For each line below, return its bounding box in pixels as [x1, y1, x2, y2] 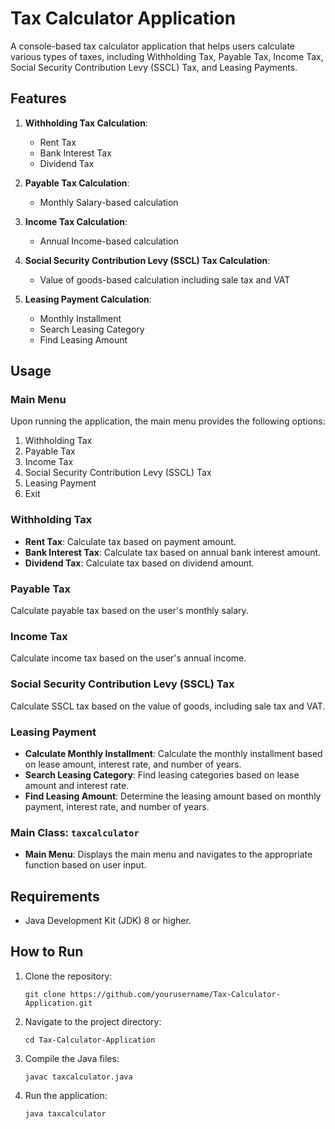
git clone [24, 989, 67, 999]
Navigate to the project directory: [24, 1015, 162, 1027]
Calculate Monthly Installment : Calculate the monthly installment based [24, 747, 323, 759]
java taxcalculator [24, 1108, 107, 1119]
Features [10, 90, 67, 107]
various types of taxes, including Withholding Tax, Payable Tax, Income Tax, [10, 50, 324, 62]
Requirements [10, 888, 100, 905]
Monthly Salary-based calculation [39, 196, 179, 208]
